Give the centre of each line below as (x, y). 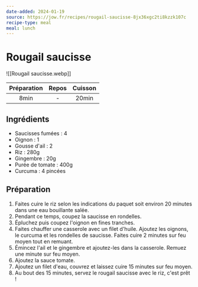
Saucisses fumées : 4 (41, 133)
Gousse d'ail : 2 (34, 146)
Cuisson (84, 88)
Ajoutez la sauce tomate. (45, 260)
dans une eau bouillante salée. (52, 210)
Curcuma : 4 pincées (40, 171)
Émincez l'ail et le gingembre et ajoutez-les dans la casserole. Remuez (100, 247)
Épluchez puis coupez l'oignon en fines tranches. (74, 223)
